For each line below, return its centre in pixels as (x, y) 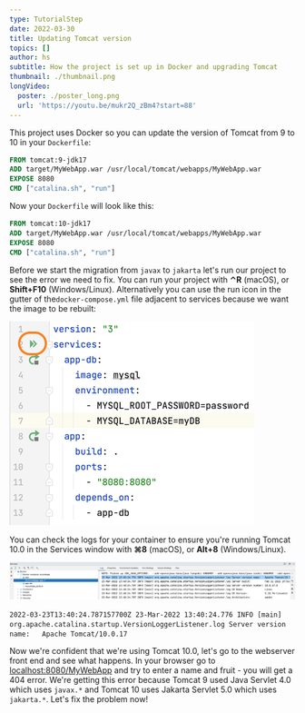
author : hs (30, 58)
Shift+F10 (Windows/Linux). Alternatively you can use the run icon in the (145, 289)
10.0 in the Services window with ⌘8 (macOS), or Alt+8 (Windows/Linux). (148, 549)
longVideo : (30, 86)
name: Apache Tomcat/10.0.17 (69, 634)
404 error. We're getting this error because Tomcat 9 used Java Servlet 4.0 (151, 679)
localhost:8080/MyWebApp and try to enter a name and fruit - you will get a (151, 670)
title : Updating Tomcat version (70, 38)
